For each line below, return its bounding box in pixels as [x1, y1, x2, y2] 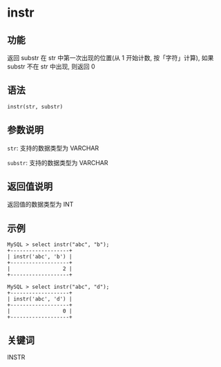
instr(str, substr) [7, 103, 64, 110]
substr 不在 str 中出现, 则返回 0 [7, 62, 95, 70]
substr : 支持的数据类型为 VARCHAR [7, 158, 108, 167]
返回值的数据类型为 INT [7, 200, 74, 209]
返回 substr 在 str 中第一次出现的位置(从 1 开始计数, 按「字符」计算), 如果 [7, 54, 214, 62]
